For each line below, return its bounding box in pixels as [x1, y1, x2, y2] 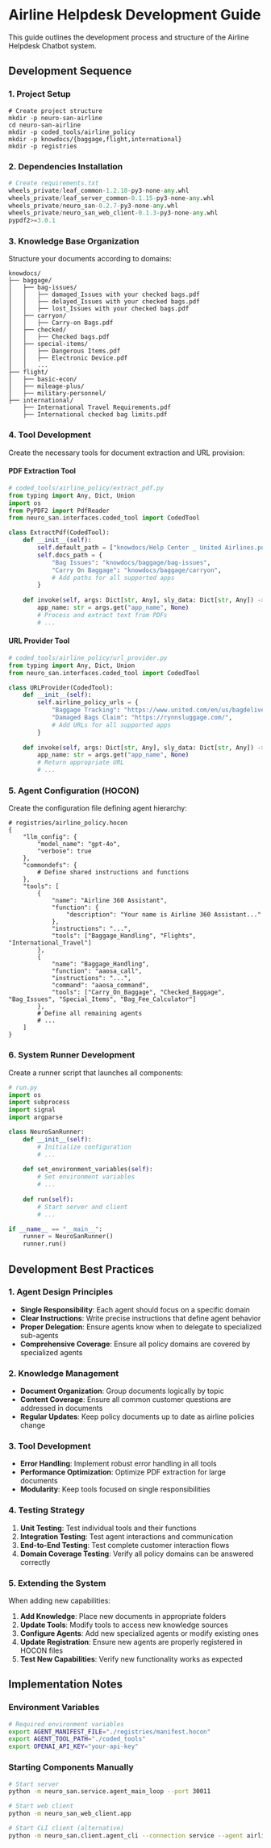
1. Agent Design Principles [8, 1287, 114, 1298]
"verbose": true [37, 847, 92, 856]
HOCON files [19, 1646, 63, 1655]
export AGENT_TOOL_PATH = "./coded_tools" [8, 1735, 147, 1743]
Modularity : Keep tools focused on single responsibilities [19, 1484, 211, 1494]
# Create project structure [8, 106, 103, 115]
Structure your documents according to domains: [8, 254, 172, 264]
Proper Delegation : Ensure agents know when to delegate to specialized [19, 1321, 262, 1332]
